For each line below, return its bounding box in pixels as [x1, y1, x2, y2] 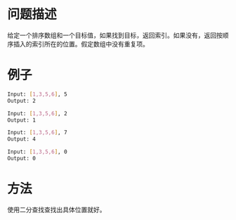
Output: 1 [7, 117, 37, 124]
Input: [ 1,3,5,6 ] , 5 [7, 91, 68, 98]
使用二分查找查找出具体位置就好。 [7, 205, 106, 214]
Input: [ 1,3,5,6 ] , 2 [7, 110, 68, 117]
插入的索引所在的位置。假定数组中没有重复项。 [13, 39, 149, 48]
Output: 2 [7, 97, 37, 104]
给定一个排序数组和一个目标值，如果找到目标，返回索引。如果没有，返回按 [7, 31, 223, 39]
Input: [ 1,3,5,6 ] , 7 [7, 129, 68, 136]
